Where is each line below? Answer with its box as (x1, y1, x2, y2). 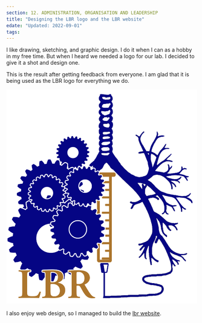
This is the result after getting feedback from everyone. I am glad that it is (6, 71, 189, 78)
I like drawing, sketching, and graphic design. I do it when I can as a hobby (6, 46, 192, 54)
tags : (6, 29, 20, 35)
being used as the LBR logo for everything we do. (6, 77, 130, 85)
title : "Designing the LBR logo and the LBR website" (6, 16, 145, 22)
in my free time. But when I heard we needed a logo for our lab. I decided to (6, 53, 195, 60)
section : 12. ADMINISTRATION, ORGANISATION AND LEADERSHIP (6, 10, 158, 16)
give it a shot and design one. (6, 59, 80, 67)
